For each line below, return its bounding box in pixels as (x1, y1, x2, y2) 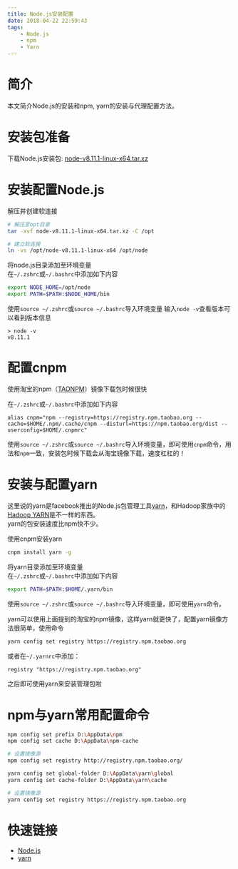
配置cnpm (7, 360, 68, 376)
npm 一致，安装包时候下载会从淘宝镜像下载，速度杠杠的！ (20, 449, 186, 457)
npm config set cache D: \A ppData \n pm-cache (7, 738, 139, 745)
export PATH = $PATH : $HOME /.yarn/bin (7, 586, 113, 593)
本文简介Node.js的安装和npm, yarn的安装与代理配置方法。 (7, 101, 178, 110)
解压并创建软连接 (7, 206, 58, 215)
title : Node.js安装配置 (7, 10, 73, 18)
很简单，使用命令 (13, 624, 64, 632)
